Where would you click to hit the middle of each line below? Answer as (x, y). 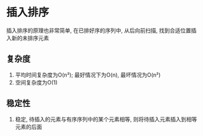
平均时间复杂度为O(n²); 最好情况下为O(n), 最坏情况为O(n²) (88, 75)
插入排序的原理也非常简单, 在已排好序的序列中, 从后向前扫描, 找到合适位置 (99, 30)
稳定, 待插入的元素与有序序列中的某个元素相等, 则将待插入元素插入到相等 (106, 119)
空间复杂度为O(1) (36, 82)
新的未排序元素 (30, 38)
